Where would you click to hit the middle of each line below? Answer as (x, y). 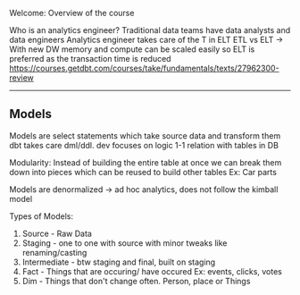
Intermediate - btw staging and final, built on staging (119, 262)
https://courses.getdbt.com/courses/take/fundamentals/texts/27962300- (144, 68)
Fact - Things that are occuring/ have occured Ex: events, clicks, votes (152, 271)
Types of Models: (42, 216)
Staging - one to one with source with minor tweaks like (125, 243)
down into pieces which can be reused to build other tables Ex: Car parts (143, 172)
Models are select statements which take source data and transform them (145, 135)
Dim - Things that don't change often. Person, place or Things (136, 281)
